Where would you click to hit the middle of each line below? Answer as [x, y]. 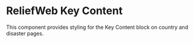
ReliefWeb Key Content [64, 11]
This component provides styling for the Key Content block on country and [97, 27]
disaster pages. [25, 33]
